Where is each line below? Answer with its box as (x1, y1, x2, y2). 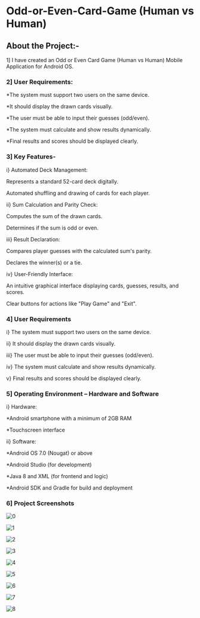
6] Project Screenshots (6, 499, 75, 507)
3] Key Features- (6, 152, 56, 161)
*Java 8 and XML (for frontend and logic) (6, 473, 109, 480)
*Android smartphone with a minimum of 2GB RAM (6, 415, 133, 422)
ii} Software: (6, 438, 37, 445)
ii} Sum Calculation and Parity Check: (6, 201, 99, 208)
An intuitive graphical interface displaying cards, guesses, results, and (6, 282, 179, 289)
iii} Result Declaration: (6, 235, 61, 243)
